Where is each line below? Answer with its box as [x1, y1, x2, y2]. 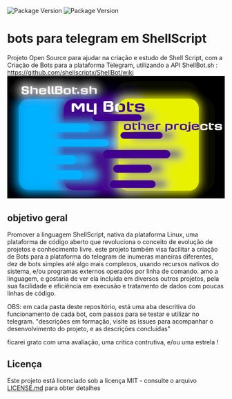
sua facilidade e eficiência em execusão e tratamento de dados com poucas [7, 282, 224, 290]
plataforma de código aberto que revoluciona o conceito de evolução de [7, 238, 213, 246]
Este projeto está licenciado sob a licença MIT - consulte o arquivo [7, 377, 197, 385]
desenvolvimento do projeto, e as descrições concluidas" [7, 325, 171, 333]
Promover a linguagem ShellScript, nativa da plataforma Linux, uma [7, 230, 199, 239]
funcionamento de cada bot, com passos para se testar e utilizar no [7, 310, 200, 318]
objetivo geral [7, 212, 68, 224]
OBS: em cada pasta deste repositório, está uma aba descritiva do [7, 303, 195, 311]
